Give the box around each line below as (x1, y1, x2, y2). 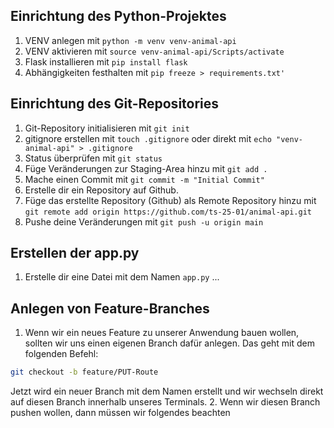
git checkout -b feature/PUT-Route (10, 367, 159, 378)
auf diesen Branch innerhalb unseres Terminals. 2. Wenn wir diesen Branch (10, 396, 321, 408)
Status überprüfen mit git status (24, 152, 163, 164)
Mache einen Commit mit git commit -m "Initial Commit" (24, 173, 265, 185)
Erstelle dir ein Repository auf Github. (24, 184, 179, 196)
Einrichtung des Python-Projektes (10, 8, 227, 25)
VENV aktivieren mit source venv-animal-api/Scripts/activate (24, 45, 285, 57)
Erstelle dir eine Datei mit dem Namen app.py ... (24, 271, 220, 283)
